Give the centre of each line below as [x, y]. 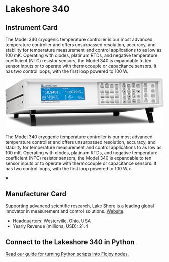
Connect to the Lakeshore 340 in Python [70, 242]
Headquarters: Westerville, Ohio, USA [52, 221]
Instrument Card [31, 27]
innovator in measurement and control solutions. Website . [65, 211]
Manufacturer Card [36, 194]
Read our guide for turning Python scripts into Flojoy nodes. [67, 254]
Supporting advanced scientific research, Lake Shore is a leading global [80, 206]
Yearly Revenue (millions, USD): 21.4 [50, 226]
